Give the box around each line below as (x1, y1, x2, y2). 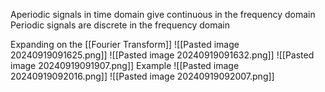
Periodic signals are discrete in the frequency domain (10, 19, 230, 31)
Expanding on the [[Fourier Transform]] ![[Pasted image (10, 39, 240, 50)
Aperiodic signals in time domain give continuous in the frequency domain (10, 9, 316, 20)
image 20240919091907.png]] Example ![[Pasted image (10, 60, 240, 71)
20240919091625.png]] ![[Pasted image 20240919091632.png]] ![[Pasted (10, 49, 315, 61)
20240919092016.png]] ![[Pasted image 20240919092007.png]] (10, 70, 275, 82)
